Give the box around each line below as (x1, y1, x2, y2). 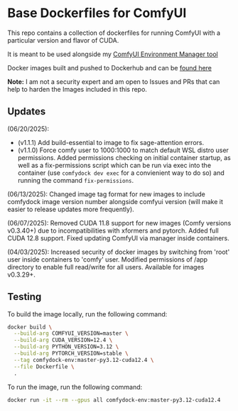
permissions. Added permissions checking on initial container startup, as (17, 153, 231, 161)
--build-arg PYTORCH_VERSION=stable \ (13, 350, 129, 357)
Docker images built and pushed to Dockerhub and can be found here (7, 63, 212, 72)
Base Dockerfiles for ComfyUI (7, 5, 187, 21)
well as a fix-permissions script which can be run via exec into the (17, 161, 212, 169)
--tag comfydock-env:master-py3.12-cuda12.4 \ (13, 356, 154, 363)
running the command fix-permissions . (17, 176, 134, 184)
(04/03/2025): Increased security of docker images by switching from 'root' (7, 247, 230, 256)
